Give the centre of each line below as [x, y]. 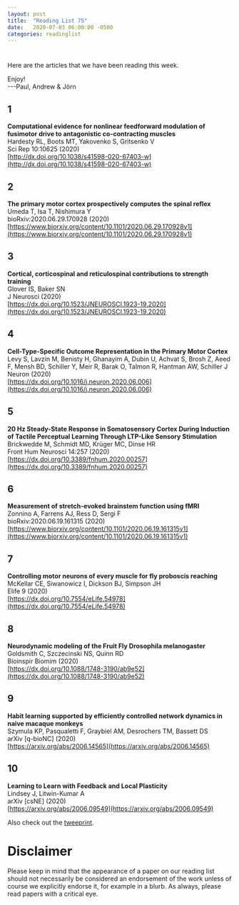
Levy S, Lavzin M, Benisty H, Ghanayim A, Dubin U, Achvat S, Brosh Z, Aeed [119, 359]
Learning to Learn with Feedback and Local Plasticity [87, 786]
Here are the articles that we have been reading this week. [93, 66]
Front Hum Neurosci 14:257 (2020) [59, 451]
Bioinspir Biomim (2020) [43, 661]
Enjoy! [17, 79]
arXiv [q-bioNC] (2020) [42, 738]
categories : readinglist [44, 34]
